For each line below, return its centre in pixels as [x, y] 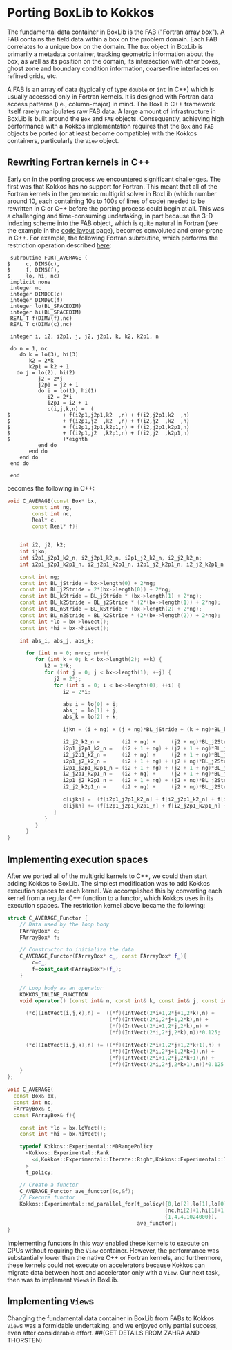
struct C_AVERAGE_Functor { [48, 918]
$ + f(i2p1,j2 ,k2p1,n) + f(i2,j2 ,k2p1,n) [98, 433]
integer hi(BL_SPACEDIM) [46, 312]
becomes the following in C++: [51, 488]
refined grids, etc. [32, 76]
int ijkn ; [34, 551]
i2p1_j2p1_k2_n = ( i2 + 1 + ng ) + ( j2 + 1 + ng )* [138, 748]
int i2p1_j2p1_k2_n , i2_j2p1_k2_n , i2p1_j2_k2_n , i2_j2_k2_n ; [111, 558]
